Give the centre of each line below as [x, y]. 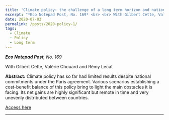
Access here [18, 107]
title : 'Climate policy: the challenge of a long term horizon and [77, 10]
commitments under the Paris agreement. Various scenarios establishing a [82, 81]
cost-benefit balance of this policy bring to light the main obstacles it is [79, 87]
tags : [11, 29]
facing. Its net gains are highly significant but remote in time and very [77, 92]
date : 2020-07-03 [23, 19]
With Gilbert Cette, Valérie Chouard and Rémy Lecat [59, 66]
